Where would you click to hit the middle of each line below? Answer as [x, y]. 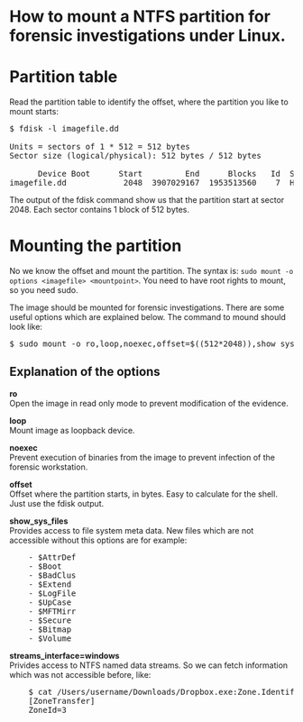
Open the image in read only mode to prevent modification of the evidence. [149, 403]
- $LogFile [52, 593]
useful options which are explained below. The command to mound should [147, 317]
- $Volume [50, 638]
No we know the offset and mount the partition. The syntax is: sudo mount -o [151, 271]
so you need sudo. [44, 290]
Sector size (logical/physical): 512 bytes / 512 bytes [135, 156]
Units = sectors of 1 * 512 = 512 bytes [100, 147]
